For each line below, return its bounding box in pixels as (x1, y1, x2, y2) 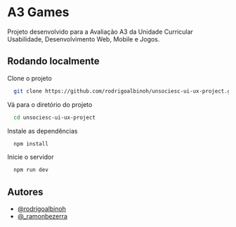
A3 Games (7, 4, 70, 20)
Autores (7, 186, 44, 197)
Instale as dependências (7, 127, 78, 135)
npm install (13, 140, 49, 148)
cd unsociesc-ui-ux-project (13, 114, 96, 121)
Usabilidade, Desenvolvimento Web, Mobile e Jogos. (7, 34, 160, 43)
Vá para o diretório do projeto (7, 100, 93, 109)
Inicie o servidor (7, 153, 54, 162)
